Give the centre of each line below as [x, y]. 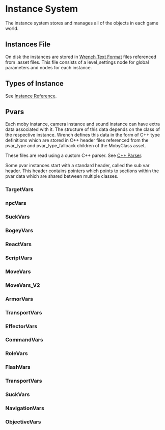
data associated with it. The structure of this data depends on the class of [83, 129]
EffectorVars [21, 326]
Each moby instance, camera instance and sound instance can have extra [83, 124]
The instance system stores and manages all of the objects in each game [82, 23]
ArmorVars [19, 299]
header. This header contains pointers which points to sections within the [82, 171]
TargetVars [20, 190]
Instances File [28, 45]
